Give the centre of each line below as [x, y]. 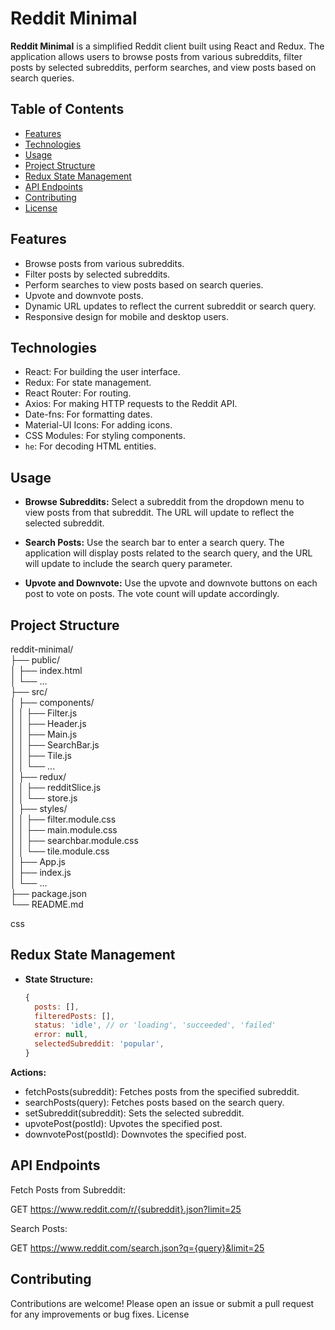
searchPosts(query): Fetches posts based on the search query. [154, 1102]
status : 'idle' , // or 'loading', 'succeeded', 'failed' [155, 1025]
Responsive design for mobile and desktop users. [126, 316]
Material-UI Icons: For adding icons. [98, 425]
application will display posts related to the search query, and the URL [168, 553]
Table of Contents [67, 109]
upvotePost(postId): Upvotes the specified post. [123, 1123]
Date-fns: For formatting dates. [88, 414]
